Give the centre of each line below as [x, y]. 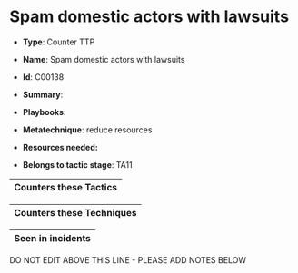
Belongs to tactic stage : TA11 [78, 164]
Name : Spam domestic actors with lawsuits [104, 59]
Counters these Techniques [75, 212]
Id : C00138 [43, 77]
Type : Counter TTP [59, 42]
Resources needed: [60, 147]
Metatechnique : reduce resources [87, 130]
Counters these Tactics [66, 187]
